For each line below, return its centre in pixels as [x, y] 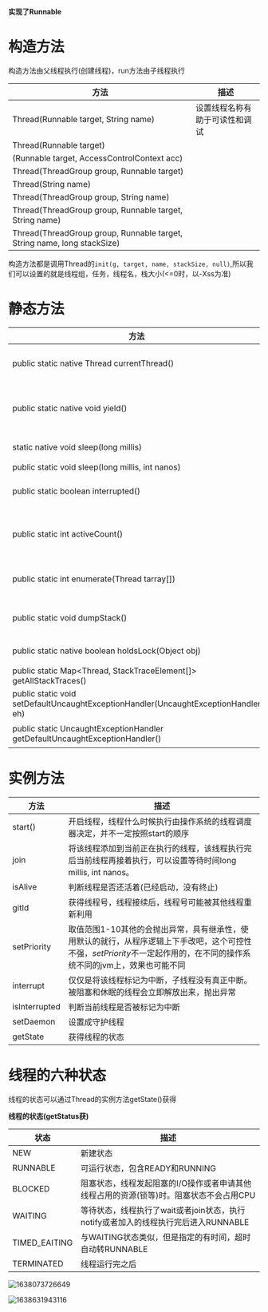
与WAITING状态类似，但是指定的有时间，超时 [166, 1237]
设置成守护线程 [97, 1022]
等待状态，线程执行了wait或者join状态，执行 [163, 1210]
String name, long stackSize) [66, 243]
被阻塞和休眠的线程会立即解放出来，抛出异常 [152, 992]
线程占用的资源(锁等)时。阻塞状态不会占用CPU [168, 1195]
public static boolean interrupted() [77, 491]
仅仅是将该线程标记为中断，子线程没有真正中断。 [160, 980]
